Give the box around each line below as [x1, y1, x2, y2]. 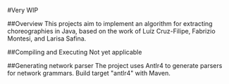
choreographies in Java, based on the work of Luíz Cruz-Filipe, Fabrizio [7, 27, 216, 35]
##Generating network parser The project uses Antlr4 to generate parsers [7, 62, 223, 69]
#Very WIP [7, 6, 39, 14]
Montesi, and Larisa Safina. [7, 34, 87, 43]
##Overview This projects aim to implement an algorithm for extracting [7, 20, 213, 27]
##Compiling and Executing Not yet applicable [7, 48, 142, 56]
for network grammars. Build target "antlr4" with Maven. [7, 69, 171, 77]
